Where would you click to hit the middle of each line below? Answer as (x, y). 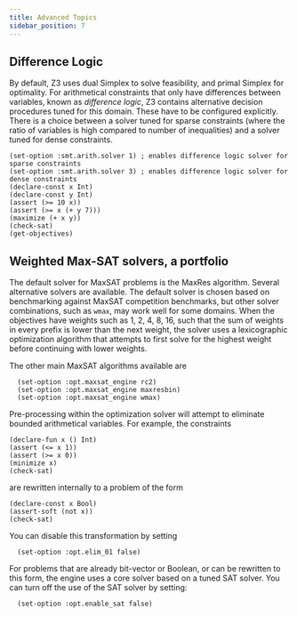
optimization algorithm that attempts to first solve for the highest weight (140, 340)
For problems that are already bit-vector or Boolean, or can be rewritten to (145, 569)
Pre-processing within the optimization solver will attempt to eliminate (137, 414)
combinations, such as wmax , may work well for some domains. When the (142, 311)
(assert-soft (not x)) (51, 512)
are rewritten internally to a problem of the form (96, 488)
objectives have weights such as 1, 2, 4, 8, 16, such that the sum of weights (147, 320)
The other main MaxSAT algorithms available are (98, 366)
